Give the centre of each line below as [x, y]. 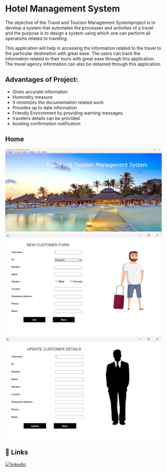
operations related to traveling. [37, 38]
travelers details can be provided [46, 118]
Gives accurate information [40, 92]
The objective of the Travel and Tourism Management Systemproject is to [80, 22]
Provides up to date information [44, 107]
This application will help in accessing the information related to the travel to [83, 48]
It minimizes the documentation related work [58, 102]
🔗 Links [17, 452]
